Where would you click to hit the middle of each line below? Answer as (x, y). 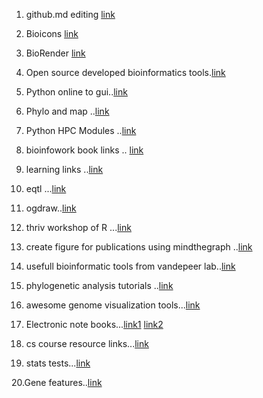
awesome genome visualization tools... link (113, 305)
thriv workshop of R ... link (78, 227)
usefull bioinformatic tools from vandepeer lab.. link (130, 266)
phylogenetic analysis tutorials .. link (99, 285)
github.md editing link (70, 14)
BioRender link (55, 53)
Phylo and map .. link (67, 111)
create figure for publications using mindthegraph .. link (139, 247)
